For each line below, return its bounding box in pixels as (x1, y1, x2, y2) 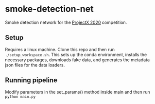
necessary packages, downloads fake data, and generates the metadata (5, 57, 150, 63)
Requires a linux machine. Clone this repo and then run (5, 46, 115, 52)
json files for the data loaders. (5, 62, 65, 68)
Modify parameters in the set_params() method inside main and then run (5, 89, 151, 95)
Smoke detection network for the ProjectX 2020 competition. (5, 19, 127, 25)
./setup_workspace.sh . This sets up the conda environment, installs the (5, 52, 147, 57)
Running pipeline (5, 76, 57, 85)
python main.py (5, 94, 36, 99)
